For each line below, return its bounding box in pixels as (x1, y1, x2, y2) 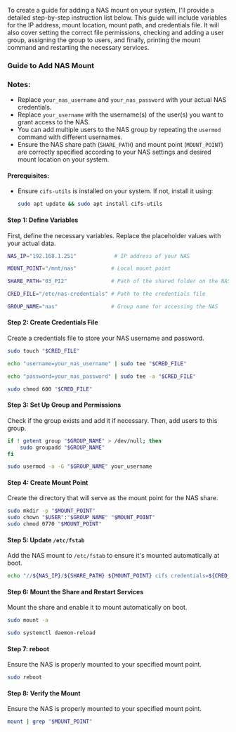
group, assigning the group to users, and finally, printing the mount (7, 36, 201, 44)
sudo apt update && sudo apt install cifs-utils (17, 200, 163, 208)
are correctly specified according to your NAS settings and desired (17, 148, 212, 157)
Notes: (7, 79, 31, 89)
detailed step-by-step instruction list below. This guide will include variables (7, 13, 227, 22)
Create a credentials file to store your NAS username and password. (7, 334, 205, 343)
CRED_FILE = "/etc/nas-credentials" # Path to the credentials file (7, 291, 206, 298)
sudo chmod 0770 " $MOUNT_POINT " (7, 521, 102, 528)
